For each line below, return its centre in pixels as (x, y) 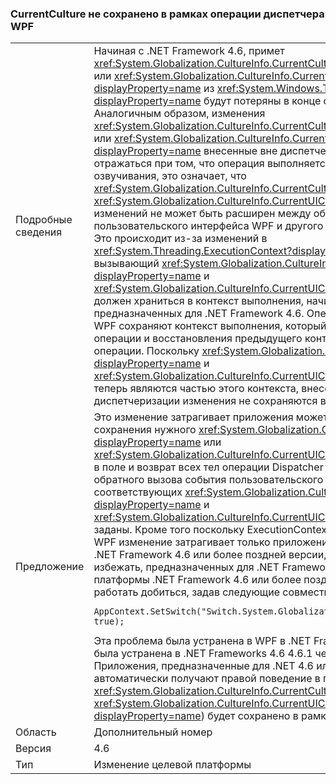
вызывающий (126, 264)
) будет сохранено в (249, 716)
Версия (33, 749)
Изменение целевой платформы (172, 765)
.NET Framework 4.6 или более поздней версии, (210, 555)
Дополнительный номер (153, 732)
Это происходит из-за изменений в (180, 239)
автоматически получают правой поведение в (207, 679)
